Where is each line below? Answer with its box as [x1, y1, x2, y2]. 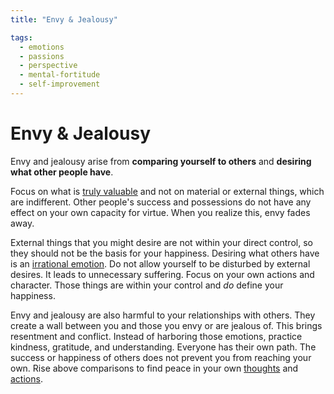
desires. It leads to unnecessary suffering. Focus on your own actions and [10, 268, 315, 280]
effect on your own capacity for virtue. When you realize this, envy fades [10, 206, 311, 218]
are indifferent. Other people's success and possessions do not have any [10, 196, 312, 208]
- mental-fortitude [19, 70, 101, 80]
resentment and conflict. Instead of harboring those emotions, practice [10, 330, 303, 342]
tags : [10, 32, 33, 43]
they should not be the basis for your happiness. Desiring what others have [10, 247, 320, 259]
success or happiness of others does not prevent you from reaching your [10, 351, 312, 363]
